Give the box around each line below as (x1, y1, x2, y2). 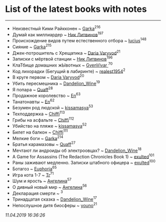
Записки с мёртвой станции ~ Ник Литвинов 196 (12, 55, 113, 62)
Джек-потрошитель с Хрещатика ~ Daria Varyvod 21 (12, 49, 121, 56)
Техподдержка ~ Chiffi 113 (12, 110, 65, 117)
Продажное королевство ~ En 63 (12, 92, 81, 98)
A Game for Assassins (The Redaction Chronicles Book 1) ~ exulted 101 (12, 152, 155, 159)
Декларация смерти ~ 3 (12, 189, 63, 196)
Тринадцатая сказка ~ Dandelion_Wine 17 (12, 195, 97, 202)
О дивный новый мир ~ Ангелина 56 (12, 183, 87, 190)
